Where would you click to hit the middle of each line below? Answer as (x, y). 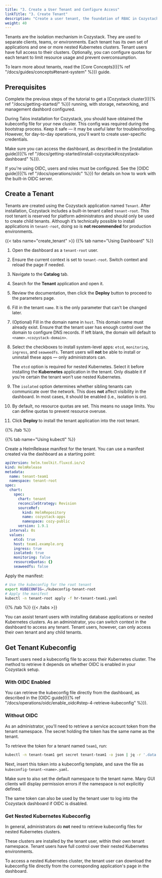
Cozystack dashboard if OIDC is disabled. (47, 803)
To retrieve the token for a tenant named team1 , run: (56, 746)
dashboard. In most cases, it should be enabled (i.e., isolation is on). (80, 396)
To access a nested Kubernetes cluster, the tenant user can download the (78, 861)
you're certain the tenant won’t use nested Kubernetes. (67, 377)
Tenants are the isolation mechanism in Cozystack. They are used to (73, 37)
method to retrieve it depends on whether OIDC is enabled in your (70, 665)
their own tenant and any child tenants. (44, 632)
